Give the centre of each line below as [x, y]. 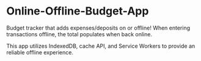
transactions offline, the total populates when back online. [79, 34]
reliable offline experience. [40, 52]
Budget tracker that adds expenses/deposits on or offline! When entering [98, 28]
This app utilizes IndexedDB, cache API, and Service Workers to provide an [101, 46]
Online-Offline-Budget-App [78, 11]
